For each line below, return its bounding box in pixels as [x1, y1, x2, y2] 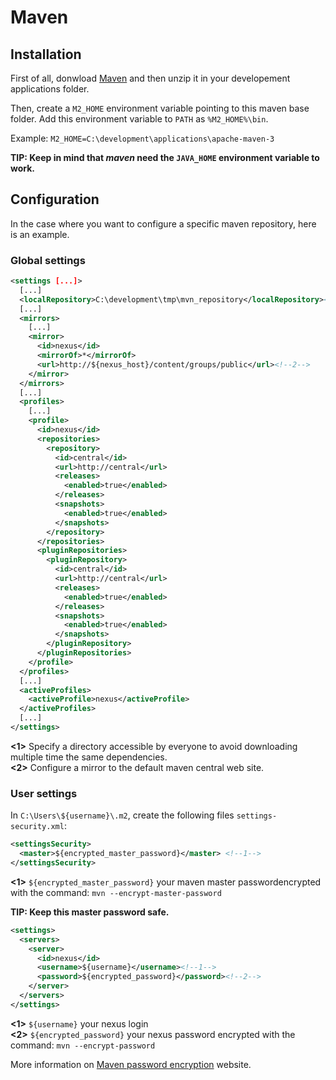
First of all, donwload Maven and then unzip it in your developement [10, 72, 291, 84]
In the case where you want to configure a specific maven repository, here [10, 217, 317, 230]
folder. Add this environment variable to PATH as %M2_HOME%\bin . [10, 113, 269, 125]
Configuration [10, 191, 100, 208]
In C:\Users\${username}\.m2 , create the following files [10, 809, 235, 821]
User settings [10, 786, 78, 800]
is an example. [10, 228, 70, 240]
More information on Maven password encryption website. [10, 1058, 252, 1070]
